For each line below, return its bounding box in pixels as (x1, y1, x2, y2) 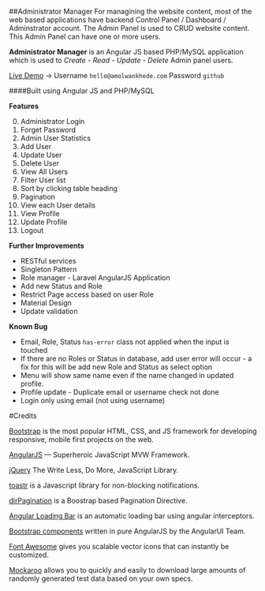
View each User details (20, 200, 96, 210)
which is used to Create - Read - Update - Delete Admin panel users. (9, 55, 233, 65)
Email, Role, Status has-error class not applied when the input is (20, 337, 230, 346)
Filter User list (20, 175, 66, 185)
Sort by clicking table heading (20, 184, 118, 193)
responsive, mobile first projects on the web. (9, 435, 155, 444)
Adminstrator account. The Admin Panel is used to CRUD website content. (9, 24, 250, 32)
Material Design (20, 298, 72, 307)
